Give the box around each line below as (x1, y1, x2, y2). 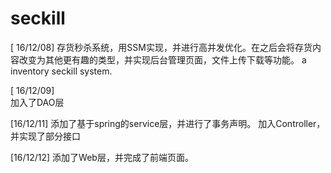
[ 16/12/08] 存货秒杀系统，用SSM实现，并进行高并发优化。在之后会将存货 (10, 41, 313, 53)
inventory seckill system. (10, 65, 113, 77)
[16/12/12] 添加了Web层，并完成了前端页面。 (10, 151, 194, 163)
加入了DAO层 (10, 96, 65, 108)
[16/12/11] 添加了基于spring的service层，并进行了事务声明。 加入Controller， (10, 117, 326, 129)
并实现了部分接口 (10, 130, 81, 142)
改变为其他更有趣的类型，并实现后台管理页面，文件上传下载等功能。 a (18, 53, 307, 66)
